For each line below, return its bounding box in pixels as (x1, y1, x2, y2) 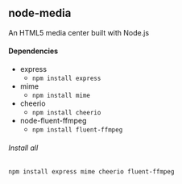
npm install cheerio (31, 109, 101, 117)
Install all (8, 143, 39, 153)
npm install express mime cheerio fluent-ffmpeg (8, 168, 175, 176)
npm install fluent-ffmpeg (31, 126, 123, 134)
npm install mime (31, 92, 91, 100)
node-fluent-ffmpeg (19, 116, 87, 126)
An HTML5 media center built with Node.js (8, 27, 150, 37)
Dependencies (8, 46, 59, 56)
